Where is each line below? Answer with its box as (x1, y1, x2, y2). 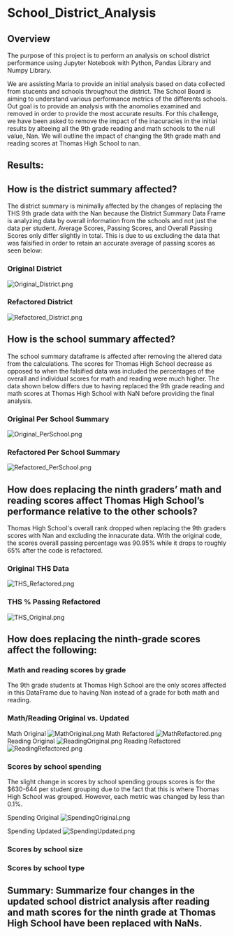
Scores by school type (7, 863, 85, 872)
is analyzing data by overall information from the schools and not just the (7, 217, 217, 225)
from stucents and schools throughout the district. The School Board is (7, 87, 212, 95)
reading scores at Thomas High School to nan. (7, 139, 141, 148)
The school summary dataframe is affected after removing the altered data (7, 352, 222, 360)
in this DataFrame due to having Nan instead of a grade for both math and (7, 688, 219, 697)
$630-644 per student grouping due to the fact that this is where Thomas (7, 785, 219, 793)
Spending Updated (7, 827, 61, 835)
